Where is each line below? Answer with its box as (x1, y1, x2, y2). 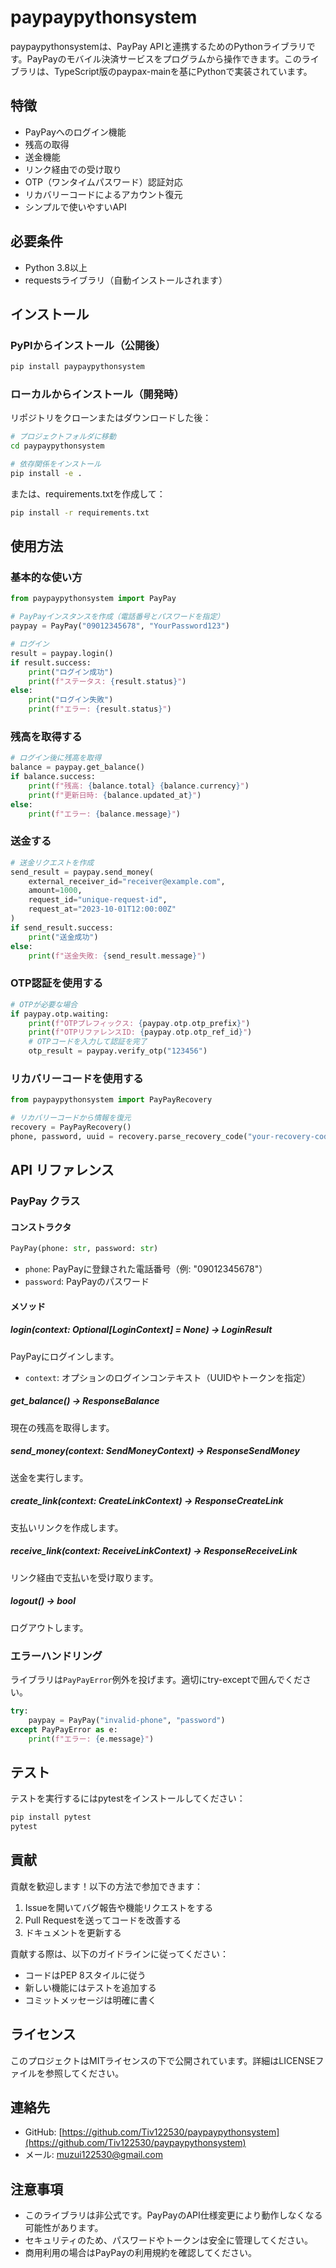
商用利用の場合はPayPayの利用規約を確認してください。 (24, 2247, 257, 2259)
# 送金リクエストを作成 (10, 857, 95, 868)
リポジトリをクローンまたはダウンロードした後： (10, 412, 212, 424)
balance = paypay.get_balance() (10, 762, 145, 773)
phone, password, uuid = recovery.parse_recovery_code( (10, 1131, 248, 1141)
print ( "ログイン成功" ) (28, 667, 114, 677)
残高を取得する (10, 730, 83, 744)
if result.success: (10, 657, 92, 668)
